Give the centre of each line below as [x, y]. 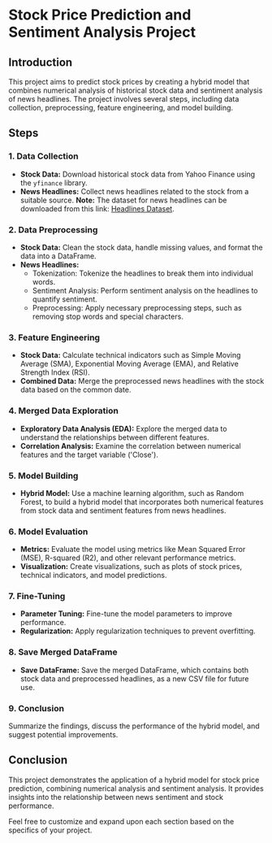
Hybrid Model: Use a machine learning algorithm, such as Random [132, 493]
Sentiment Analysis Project [102, 32]
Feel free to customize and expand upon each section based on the [121, 821]
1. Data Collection [43, 156]
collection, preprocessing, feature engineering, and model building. [121, 108]
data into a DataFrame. [58, 256]
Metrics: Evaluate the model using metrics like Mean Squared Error [133, 550]
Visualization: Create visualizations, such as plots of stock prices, [131, 567]
